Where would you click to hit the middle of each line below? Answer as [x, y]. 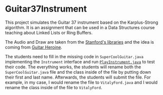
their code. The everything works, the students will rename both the [73, 67]
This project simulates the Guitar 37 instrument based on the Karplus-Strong [82, 22]
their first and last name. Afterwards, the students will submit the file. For [78, 77]
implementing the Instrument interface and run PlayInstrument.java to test [80, 62]
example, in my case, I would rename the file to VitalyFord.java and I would [81, 82]
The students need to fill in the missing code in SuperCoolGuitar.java [74, 56]
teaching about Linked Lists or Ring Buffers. [49, 32]
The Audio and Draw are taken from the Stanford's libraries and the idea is [80, 42]
